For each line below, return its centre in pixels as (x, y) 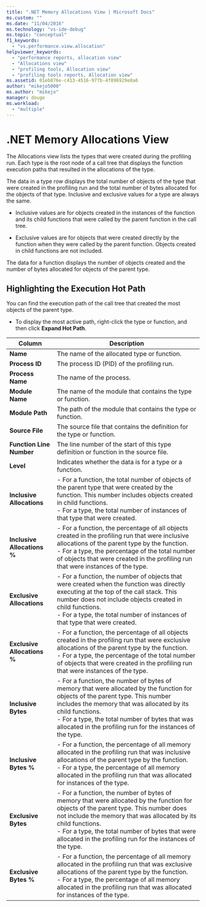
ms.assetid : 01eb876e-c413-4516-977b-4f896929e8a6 (72, 80)
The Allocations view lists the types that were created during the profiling (99, 157)
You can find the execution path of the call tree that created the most (93, 303)
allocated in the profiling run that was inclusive (124, 752)
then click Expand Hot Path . (51, 329)
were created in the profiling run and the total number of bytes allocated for (102, 188)
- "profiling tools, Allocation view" (62, 69)
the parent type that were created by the (115, 488)
